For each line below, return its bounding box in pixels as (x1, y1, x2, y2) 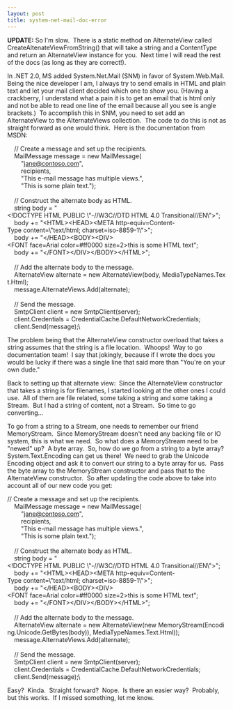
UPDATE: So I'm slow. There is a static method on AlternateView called (7, 36, 212, 44)
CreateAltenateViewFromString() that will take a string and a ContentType (7, 43, 218, 52)
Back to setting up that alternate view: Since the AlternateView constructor (7, 379, 223, 387)
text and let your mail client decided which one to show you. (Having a (7, 86, 209, 95)
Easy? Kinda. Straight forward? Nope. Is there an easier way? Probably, (7, 686, 220, 694)
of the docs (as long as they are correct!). (7, 58, 127, 66)
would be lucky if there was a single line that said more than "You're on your (7, 358, 226, 366)
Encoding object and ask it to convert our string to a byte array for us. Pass (7, 459, 224, 467)
